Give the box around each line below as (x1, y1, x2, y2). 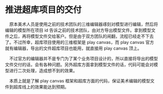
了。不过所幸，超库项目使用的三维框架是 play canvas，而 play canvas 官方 (5, 39, 154, 45)
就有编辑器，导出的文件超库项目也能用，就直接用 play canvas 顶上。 (5, 45, 142, 51)
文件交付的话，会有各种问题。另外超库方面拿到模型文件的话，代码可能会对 (5, 61, 154, 67)
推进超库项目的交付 (5, 4, 82, 15)
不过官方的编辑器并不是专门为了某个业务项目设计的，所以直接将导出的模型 (9, 55, 158, 61)
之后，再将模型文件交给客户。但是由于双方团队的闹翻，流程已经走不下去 (9, 33, 154, 39)
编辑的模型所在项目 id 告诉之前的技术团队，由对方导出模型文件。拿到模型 (5, 27, 151, 33)
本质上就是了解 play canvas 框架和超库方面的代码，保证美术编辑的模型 (9, 78, 150, 83)
